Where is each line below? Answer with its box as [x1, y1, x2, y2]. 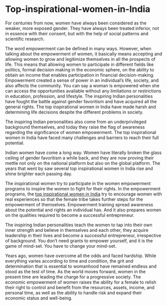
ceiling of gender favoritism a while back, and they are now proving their [5, 154, 154, 160]
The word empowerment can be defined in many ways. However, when [5, 45, 152, 51]
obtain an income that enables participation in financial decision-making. [5, 72, 155, 78]
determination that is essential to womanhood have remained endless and [5, 263, 157, 269]
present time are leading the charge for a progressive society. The [5, 274, 141, 280]
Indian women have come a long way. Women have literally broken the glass [5, 150, 162, 155]
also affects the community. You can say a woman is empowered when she [5, 82, 160, 88]
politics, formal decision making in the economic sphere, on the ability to [5, 66, 155, 73]
